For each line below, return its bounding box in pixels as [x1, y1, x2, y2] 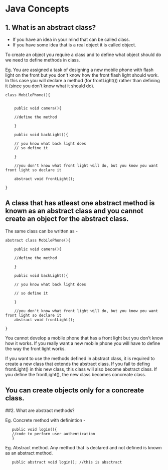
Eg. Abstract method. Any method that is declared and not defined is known [5, 444, 162, 450]
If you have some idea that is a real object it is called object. [12, 42, 136, 48]
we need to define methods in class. [5, 57, 80, 63]
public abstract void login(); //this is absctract [12, 459, 122, 464]
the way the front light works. [5, 345, 66, 351]
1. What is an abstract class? [5, 23, 96, 32]
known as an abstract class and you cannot [5, 207, 144, 215]
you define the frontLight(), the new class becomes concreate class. [5, 371, 146, 377]
